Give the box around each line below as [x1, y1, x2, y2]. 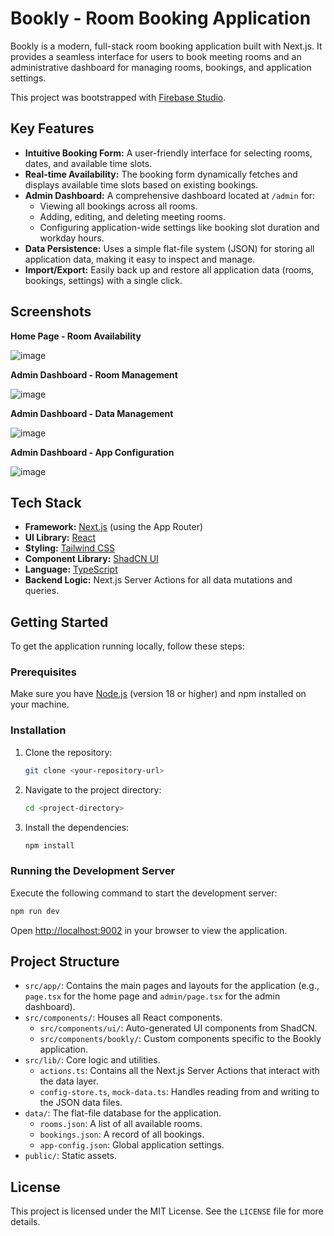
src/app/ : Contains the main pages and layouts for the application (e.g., [24, 980, 320, 992]
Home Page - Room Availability [10, 330, 142, 342]
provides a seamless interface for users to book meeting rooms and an [10, 50, 302, 62]
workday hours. [39, 232, 105, 244]
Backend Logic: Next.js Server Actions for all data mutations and [24, 574, 293, 586]
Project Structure [10, 953, 120, 970]
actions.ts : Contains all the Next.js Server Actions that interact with [39, 1065, 320, 1077]
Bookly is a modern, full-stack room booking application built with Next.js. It [10, 40, 323, 52]
